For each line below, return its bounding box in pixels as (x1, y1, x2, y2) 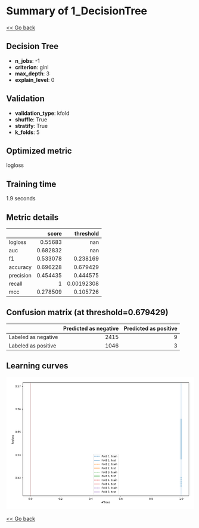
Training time (6, 179, 57, 189)
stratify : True (14, 122, 48, 129)
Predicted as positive (123, 325, 178, 332)
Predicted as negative (63, 325, 119, 332)
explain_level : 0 (14, 76, 55, 83)
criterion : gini (14, 63, 49, 71)
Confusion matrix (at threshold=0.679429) (6, 307, 169, 318)
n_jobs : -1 (14, 57, 40, 64)
